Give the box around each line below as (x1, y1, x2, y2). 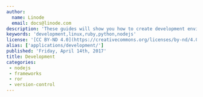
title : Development (6, 54, 56, 60)
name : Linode (11, 14, 45, 20)
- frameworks (8, 70, 42, 77)
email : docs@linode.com (11, 20, 71, 26)
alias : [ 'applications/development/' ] (6, 43, 104, 49)
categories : (6, 59, 36, 65)
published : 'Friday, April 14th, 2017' (6, 48, 107, 54)
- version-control (8, 82, 56, 88)
